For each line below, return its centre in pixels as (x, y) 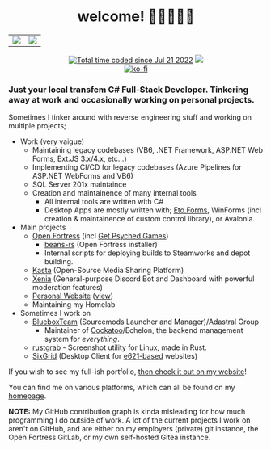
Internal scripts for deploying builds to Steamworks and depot (147, 253)
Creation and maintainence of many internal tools (114, 193)
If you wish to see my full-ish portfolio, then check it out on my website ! (127, 372)
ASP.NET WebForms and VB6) (83, 176)
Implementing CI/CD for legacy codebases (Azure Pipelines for (137, 167)
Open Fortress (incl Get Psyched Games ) (100, 236)
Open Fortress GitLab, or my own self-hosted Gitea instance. (110, 437)
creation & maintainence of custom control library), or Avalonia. (150, 219)
